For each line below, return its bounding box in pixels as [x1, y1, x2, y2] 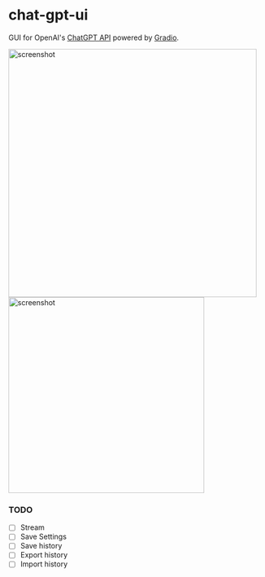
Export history [20, 550, 68, 560]
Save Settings [20, 531, 67, 542]
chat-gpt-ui [8, 6, 89, 24]
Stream [20, 522, 45, 532]
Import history [20, 559, 68, 569]
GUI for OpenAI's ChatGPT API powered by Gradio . [8, 33, 180, 42]
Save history [20, 541, 63, 551]
